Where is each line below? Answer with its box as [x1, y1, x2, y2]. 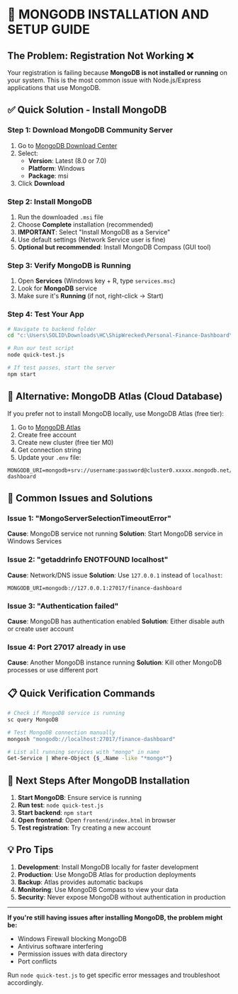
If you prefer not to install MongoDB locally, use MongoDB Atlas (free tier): [7, 409, 225, 417]
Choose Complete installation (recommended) [17, 220, 154, 229]
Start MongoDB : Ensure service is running [17, 793, 142, 802]
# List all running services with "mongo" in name [7, 748, 160, 755]
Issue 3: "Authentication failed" [7, 601, 119, 611]
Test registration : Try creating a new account [17, 823, 152, 832]
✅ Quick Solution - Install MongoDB [7, 104, 167, 116]
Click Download [17, 179, 65, 187]
